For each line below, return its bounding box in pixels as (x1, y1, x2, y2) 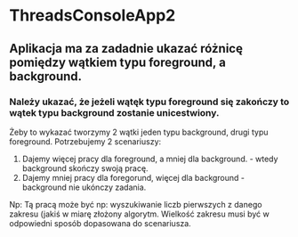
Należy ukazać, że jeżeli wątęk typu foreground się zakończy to (9, 95, 290, 108)
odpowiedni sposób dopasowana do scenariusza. (9, 217, 191, 228)
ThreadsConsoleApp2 (9, 5, 176, 26)
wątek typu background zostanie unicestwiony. (9, 106, 220, 118)
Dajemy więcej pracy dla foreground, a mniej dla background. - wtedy (21, 153, 278, 164)
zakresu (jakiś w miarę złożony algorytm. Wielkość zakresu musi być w (9, 208, 270, 219)
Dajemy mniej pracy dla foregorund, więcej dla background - (21, 172, 246, 183)
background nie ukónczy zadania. (21, 182, 147, 192)
